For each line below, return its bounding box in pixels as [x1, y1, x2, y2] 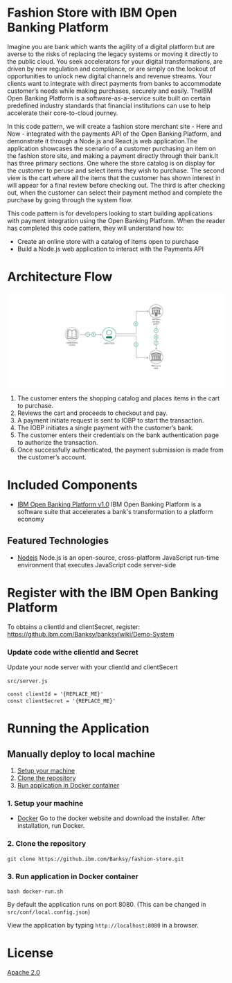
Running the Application [7, 720, 150, 736]
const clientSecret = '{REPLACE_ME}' [7, 698, 116, 705]
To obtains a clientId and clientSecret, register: [7, 622, 141, 631]
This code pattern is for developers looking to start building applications [7, 209, 213, 218]
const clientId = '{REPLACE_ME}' [7, 691, 104, 698]
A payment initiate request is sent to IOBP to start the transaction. [17, 416, 204, 425]
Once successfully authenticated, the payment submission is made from [17, 445, 224, 454]
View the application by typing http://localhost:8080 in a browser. [7, 921, 199, 929]
